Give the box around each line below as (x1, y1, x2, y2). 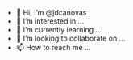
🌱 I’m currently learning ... (15, 25, 102, 34)
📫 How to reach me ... (15, 43, 91, 52)
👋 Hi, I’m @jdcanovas (15, 8, 87, 17)
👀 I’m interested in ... (15, 16, 85, 26)
